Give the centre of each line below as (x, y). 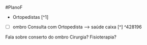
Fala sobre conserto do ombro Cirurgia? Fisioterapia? (61, 37)
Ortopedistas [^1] (31, 17)
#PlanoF (14, 7)
